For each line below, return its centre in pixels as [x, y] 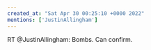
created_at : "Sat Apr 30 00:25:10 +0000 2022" [76, 13]
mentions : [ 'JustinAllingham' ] [53, 20]
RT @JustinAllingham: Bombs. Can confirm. [70, 39]
